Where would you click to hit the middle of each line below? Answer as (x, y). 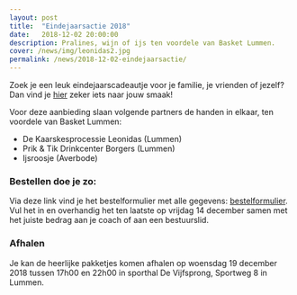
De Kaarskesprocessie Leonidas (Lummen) (102, 139)
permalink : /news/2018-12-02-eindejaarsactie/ (98, 59)
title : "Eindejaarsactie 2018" (70, 26)
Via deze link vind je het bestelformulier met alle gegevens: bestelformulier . (148, 201)
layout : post (34, 18)
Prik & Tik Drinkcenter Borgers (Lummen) (99, 148)
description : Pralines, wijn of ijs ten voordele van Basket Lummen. (143, 43)
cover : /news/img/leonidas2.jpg (70, 51)
